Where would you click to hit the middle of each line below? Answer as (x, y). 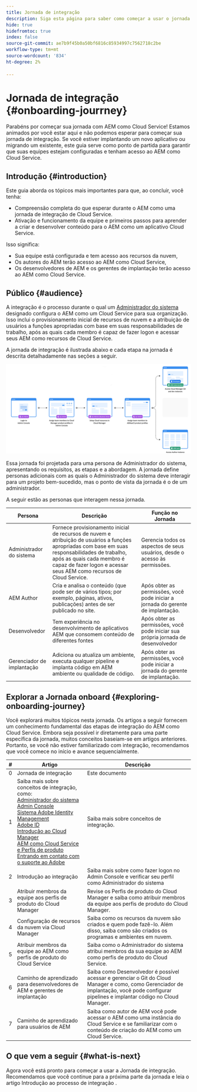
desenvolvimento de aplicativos (91, 628)
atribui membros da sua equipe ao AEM (135, 951)
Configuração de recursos (49, 921)
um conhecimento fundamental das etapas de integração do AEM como (93, 726)
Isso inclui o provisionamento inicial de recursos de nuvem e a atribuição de (98, 320)
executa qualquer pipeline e (86, 661)
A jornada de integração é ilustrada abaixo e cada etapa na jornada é (89, 350)
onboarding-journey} (46, 706)
